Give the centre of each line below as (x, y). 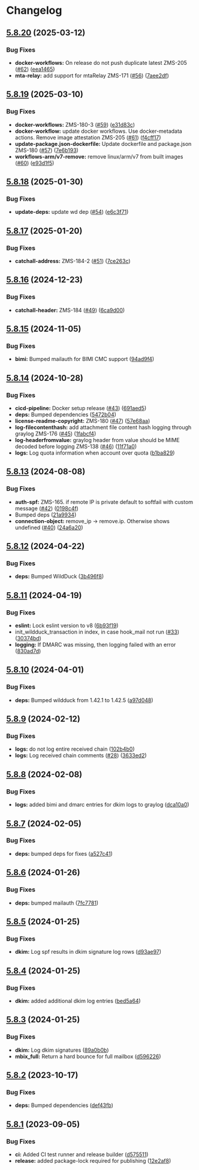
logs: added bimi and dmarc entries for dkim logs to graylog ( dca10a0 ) (102, 805)
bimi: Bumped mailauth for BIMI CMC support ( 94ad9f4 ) (85, 359)
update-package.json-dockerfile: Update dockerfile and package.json (103, 144)
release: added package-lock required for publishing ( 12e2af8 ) (93, 1160)
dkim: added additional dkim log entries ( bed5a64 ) (78, 1001)
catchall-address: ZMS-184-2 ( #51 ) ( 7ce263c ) (73, 261)
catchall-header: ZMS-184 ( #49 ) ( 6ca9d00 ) (70, 310)
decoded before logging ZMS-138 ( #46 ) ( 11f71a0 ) (76, 446)
